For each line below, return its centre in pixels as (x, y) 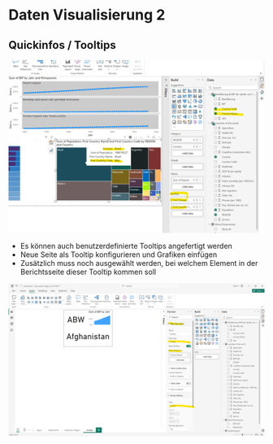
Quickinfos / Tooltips (62, 45)
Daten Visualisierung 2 (87, 15)
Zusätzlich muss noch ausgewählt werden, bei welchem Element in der (139, 263)
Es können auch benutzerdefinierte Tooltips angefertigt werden (126, 246)
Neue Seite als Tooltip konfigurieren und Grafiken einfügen (119, 255)
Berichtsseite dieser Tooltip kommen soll (88, 272)
